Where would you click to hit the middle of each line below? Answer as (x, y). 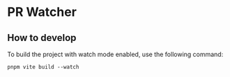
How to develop (42, 38)
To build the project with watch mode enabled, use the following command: (115, 54)
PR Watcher (42, 12)
